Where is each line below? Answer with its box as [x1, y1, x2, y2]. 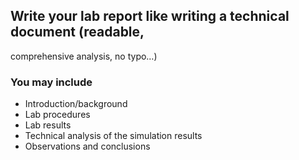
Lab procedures [24, 109, 91, 121]
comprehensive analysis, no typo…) [10, 50, 158, 62]
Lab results [24, 119, 72, 131]
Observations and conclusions [24, 140, 151, 153]
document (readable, [10, 24, 145, 41]
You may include [10, 75, 93, 89]
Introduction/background [24, 98, 128, 110]
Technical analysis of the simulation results [24, 130, 203, 142]
